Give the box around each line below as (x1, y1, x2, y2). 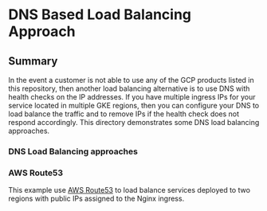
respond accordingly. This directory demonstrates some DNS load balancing (8, 118, 260, 127)
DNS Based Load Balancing (8, 6, 192, 24)
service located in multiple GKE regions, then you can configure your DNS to (8, 101, 260, 110)
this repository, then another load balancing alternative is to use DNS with (8, 84, 250, 93)
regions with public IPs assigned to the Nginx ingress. (8, 193, 185, 204)
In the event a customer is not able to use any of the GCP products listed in (8, 76, 254, 84)
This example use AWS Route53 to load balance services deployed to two (8, 186, 251, 195)
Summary (8, 54, 58, 68)
